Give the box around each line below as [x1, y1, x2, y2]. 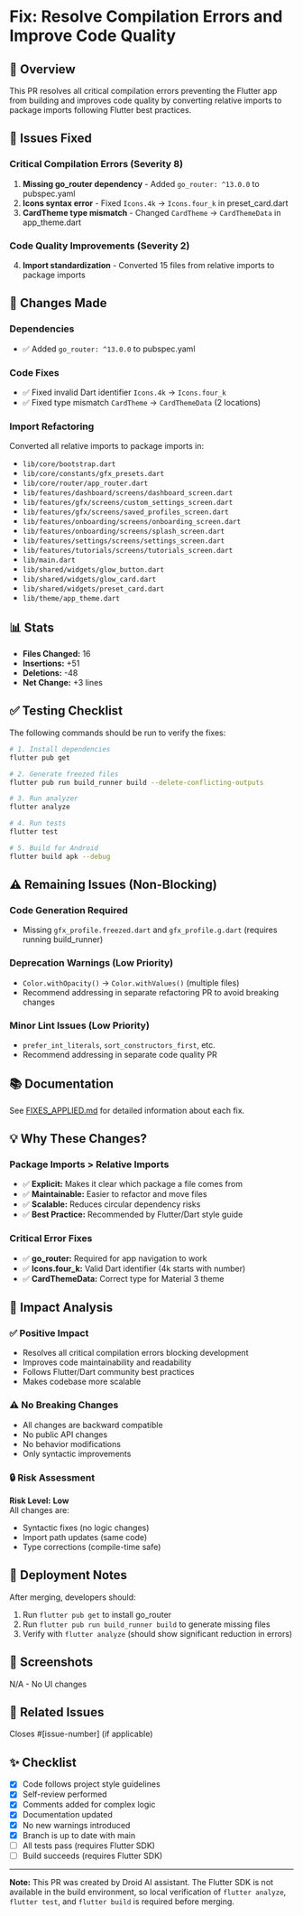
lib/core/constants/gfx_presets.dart [22, 470, 165, 479]
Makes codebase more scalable [22, 1376, 142, 1388]
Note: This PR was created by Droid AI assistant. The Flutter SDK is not [9, 1876, 273, 1887]
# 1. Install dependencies [9, 744, 111, 753]
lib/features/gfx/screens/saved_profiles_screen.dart [22, 508, 229, 517]
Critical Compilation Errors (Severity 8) [9, 158, 183, 171]
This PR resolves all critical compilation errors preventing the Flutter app [9, 86, 278, 96]
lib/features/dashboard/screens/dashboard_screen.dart [22, 489, 234, 498]
